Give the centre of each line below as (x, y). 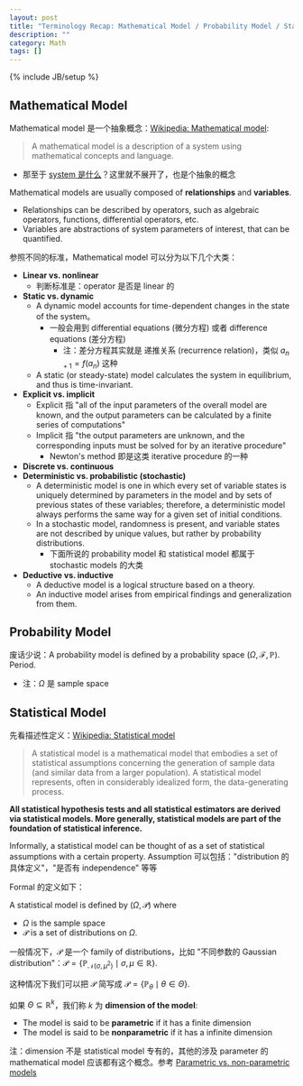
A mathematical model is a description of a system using (136, 146)
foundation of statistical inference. (76, 828)
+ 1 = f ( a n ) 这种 (91, 364)
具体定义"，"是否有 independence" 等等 (83, 868)
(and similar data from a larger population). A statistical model (146, 773)
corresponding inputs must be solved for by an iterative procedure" (161, 445)
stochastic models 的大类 (96, 565)
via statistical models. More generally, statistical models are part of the (145, 819)
